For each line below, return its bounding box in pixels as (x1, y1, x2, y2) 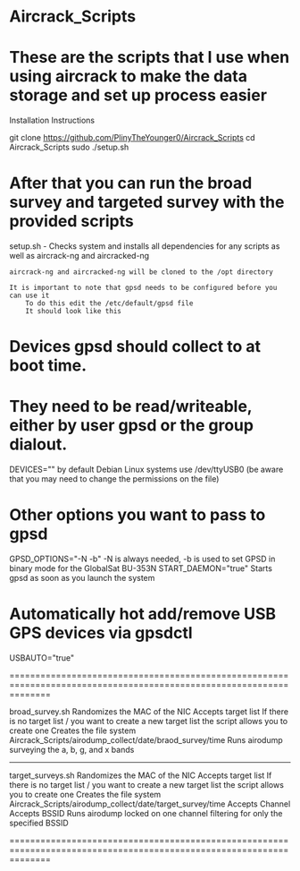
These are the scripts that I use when (9, 47, 290, 68)
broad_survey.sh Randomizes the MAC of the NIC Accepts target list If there (9, 706, 288, 717)
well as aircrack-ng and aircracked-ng (9, 251, 150, 261)
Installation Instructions (9, 115, 96, 126)
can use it (9, 291, 50, 301)
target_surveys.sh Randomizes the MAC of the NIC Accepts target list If (9, 770, 272, 781)
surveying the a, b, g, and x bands (9, 745, 135, 756)
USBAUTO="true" (9, 653, 75, 663)
